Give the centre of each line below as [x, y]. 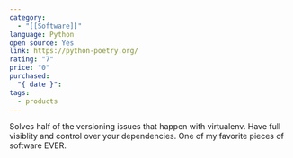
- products [38, 101]
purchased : [30, 76]
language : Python [42, 34]
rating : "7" [31, 59]
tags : [19, 92]
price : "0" [30, 68]
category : [28, 18]
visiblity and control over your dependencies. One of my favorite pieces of [147, 136]
